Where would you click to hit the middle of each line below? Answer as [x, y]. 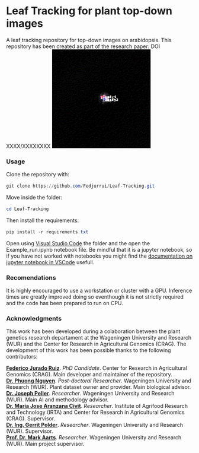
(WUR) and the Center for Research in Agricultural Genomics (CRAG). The [96, 344]
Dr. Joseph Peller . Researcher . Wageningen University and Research [90, 394]
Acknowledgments [34, 319]
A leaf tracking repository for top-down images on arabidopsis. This [89, 40]
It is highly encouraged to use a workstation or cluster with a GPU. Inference [99, 291]
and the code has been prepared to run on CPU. [65, 303]
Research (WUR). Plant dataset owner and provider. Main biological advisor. [99, 387]
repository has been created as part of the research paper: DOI [83, 46]
